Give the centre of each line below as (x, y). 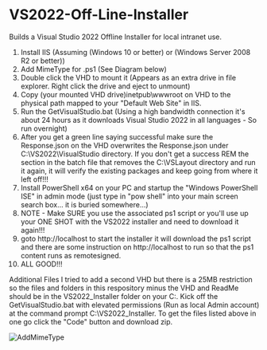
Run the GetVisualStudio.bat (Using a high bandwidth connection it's (133, 111)
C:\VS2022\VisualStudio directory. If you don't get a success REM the (135, 154)
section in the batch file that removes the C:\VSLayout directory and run (138, 162)
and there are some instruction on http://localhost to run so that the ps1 (137, 247)
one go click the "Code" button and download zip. (91, 321)
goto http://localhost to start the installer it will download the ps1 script (135, 238)
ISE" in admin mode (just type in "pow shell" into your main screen (130, 196)
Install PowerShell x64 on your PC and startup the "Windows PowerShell (139, 187)
